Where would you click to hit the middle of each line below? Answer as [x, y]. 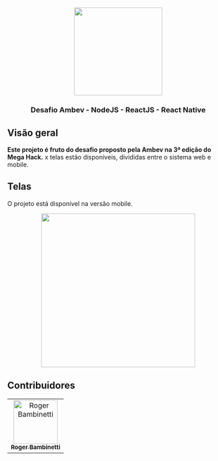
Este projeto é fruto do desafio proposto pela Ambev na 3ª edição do [109, 149]
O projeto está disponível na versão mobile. [70, 203]
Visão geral [33, 132]
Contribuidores [41, 385]
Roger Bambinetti [36, 447]
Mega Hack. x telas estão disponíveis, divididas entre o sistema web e [109, 157]
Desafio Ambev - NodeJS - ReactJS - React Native [118, 110]
